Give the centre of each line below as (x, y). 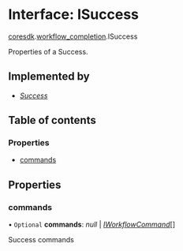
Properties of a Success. (48, 51)
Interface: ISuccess (74, 15)
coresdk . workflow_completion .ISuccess (73, 36)
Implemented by (49, 77)
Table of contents (52, 120)
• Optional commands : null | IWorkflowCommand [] (92, 225)
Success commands (41, 240)
